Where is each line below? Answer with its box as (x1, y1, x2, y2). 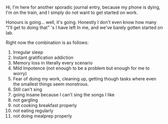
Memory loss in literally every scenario (12, 60, 93, 65)
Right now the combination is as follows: (5, 39, 89, 45)
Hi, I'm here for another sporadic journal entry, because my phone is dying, (5, 4, 160, 10)
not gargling (12, 97, 38, 103)
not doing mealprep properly (12, 113, 72, 119)
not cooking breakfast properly (12, 102, 77, 108)
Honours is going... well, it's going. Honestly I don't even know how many (5, 19, 157, 25)
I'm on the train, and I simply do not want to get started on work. (5, 9, 138, 15)
